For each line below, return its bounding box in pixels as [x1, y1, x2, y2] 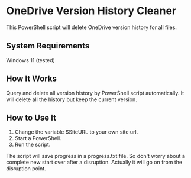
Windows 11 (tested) [6, 56, 55, 63]
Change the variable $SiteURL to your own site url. [14, 128, 138, 135]
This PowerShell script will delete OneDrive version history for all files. [6, 24, 177, 31]
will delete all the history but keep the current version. [6, 96, 137, 103]
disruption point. [6, 165, 46, 172]
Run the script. [14, 141, 51, 148]
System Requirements [6, 41, 90, 51]
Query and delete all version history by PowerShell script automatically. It [6, 89, 184, 96]
